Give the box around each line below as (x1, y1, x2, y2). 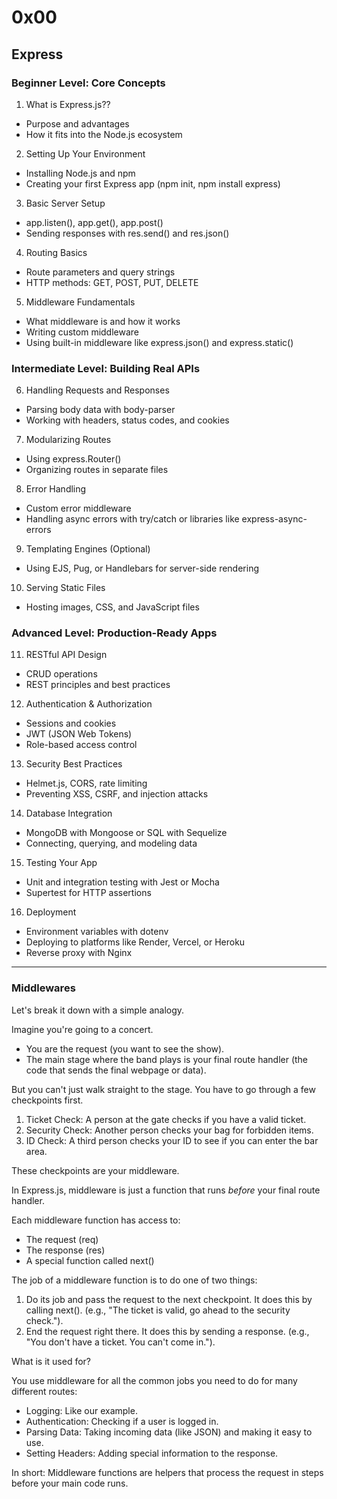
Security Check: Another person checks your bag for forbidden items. (25, 1124, 314, 1136)
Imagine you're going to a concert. (11, 1023, 154, 1035)
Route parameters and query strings (25, 266, 176, 278)
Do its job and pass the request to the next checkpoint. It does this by (25, 1293, 313, 1305)
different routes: (11, 1385, 78, 1397)
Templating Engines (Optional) (25, 543, 151, 555)
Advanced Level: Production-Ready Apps (11, 626, 218, 640)
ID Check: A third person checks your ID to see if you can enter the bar (25, 1134, 319, 1146)
